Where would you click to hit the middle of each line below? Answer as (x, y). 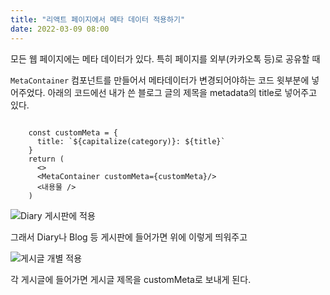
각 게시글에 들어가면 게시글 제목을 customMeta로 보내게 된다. (131, 279)
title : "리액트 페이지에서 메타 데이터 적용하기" (98, 19)
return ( (46, 159)
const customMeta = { (73, 132)
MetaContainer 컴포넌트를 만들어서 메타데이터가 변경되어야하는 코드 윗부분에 (160, 80)
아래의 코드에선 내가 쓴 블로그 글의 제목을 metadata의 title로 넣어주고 (182, 92)
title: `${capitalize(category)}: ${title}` (131, 141)
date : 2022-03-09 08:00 (60, 29)
